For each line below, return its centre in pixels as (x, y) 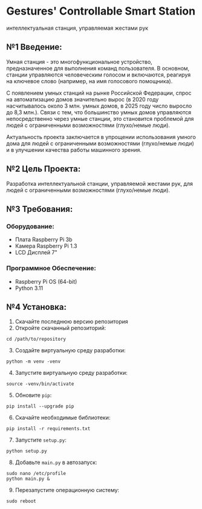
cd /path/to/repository (36, 339)
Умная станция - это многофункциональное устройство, (79, 61)
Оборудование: (30, 226)
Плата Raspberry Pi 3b (44, 240)
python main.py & (28, 479)
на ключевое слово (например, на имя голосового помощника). (90, 81)
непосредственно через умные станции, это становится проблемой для (100, 118)
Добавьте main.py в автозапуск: (56, 462)
